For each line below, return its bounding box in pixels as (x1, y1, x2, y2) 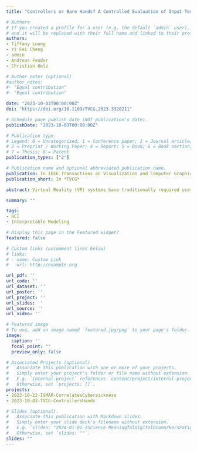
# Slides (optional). (6, 408, 59, 415)
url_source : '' (6, 305, 43, 312)
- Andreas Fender (6, 57, 49, 64)
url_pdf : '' (6, 273, 35, 279)
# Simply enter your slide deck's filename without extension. (6, 419, 169, 425)
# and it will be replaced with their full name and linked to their (6, 30, 180, 36)
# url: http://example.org (6, 262, 77, 268)
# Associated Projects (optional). (6, 359, 93, 365)
